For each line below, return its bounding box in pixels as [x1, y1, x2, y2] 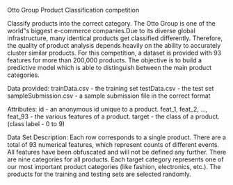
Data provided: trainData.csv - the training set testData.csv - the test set [7, 85, 214, 92]
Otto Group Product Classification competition [7, 6, 140, 14]
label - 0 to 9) [25, 120, 65, 127]
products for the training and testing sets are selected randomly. [7, 170, 191, 178]
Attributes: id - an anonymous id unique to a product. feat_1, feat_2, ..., [7, 105, 208, 113]
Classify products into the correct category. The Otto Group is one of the [7, 19, 216, 27]
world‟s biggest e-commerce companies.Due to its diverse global [7, 27, 196, 35]
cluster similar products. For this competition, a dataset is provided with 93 [7, 49, 222, 57]
